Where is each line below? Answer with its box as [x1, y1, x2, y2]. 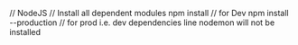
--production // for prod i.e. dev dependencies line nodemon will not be [9, 17, 275, 28]
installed [9, 27, 42, 37]
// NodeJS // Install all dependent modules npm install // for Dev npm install [9, 8, 289, 18]
